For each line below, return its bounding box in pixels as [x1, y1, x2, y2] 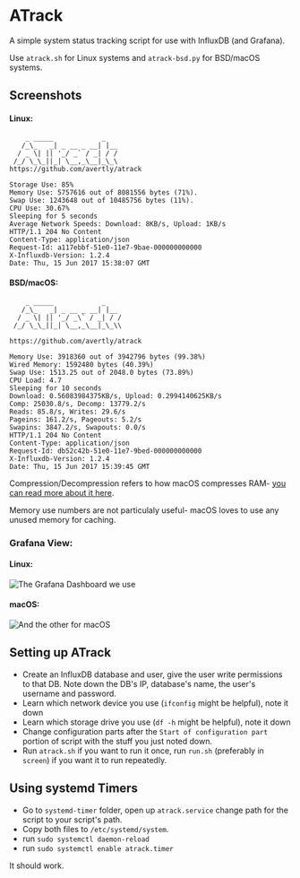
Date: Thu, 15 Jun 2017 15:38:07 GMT [9, 258, 150, 267]
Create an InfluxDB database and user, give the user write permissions [21, 669, 283, 680]
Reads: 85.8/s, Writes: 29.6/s [9, 407, 126, 416]
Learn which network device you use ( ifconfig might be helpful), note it [21, 697, 289, 708]
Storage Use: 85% [9, 180, 74, 189]
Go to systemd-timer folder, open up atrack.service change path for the [21, 804, 289, 815]
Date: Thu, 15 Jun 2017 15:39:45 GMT [9, 462, 150, 471]
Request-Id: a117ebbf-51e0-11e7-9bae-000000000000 [9, 243, 202, 252]
